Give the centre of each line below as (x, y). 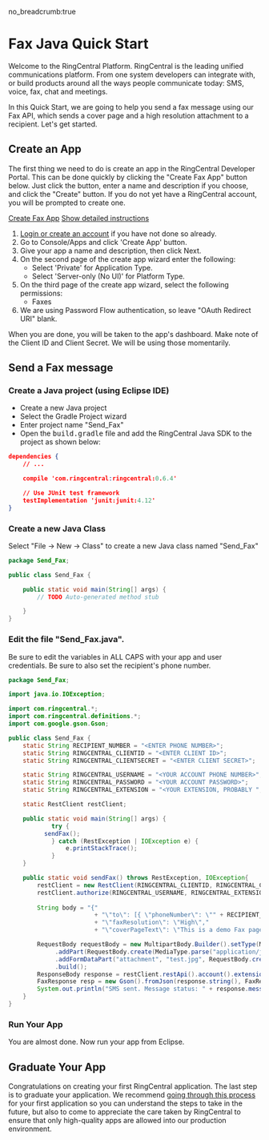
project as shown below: (60, 442)
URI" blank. (38, 319)
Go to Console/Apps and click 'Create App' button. (103, 242)
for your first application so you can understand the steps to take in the (125, 1103)
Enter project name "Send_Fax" (72, 425)
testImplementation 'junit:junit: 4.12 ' (89, 500)
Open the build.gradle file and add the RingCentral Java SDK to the (136, 434)
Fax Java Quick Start (78, 44)
